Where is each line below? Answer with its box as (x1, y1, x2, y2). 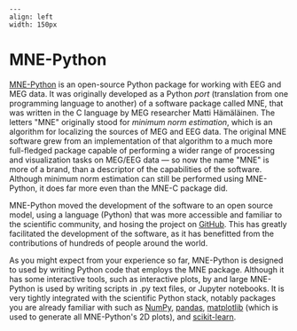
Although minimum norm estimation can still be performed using (9, 173, 244, 184)
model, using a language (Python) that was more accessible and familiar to (9, 209, 282, 220)
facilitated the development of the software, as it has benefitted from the (9, 228, 275, 239)
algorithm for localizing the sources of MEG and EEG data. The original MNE (9, 126, 286, 137)
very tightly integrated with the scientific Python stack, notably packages (9, 292, 277, 303)
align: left (9, 12, 53, 21)
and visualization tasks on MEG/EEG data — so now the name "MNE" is (9, 154, 270, 165)
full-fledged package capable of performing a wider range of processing (9, 145, 275, 155)
